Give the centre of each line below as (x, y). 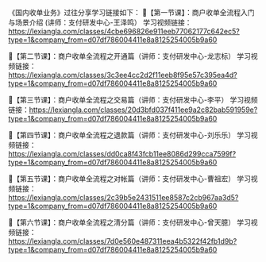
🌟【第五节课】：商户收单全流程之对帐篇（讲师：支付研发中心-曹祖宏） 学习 (130, 179)
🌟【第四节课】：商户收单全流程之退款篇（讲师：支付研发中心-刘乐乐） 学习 (130, 135)
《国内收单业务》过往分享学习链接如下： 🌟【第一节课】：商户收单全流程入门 (132, 12)
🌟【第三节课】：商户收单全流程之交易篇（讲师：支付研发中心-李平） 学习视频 (133, 100)
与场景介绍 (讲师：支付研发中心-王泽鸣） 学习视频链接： (100, 22)
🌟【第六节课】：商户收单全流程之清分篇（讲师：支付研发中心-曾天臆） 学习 (130, 222)
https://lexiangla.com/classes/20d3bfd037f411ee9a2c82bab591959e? (143, 110)
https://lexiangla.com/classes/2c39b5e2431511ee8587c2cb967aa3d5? (123, 197)
